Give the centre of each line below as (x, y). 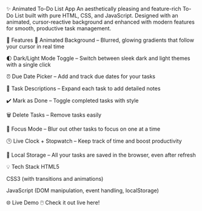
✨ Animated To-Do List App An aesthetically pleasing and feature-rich (94, 9)
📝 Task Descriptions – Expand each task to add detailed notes (83, 88)
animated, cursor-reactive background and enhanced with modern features (101, 22)
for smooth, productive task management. (59, 28)
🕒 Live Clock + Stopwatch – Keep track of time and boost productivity (94, 141)
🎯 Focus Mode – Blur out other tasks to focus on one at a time (83, 129)
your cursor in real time (35, 47)
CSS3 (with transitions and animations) (55, 179)
